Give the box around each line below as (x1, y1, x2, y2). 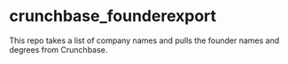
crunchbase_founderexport (9, 6, 217, 26)
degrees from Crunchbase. (9, 44, 108, 54)
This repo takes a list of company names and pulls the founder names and (9, 35, 280, 46)
